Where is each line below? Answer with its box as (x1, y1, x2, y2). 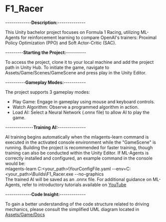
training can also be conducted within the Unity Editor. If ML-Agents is (5, 150, 149, 156)
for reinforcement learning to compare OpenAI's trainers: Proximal (20, 34, 157, 40)
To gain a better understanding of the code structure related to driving (5, 201, 150, 207)
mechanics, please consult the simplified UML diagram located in (5, 206, 140, 212)
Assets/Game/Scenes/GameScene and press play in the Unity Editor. (5, 69, 147, 75)
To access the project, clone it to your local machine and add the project (5, 59, 154, 65)
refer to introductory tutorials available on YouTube (22, 182, 127, 188)
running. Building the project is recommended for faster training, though (5, 144, 153, 150)
